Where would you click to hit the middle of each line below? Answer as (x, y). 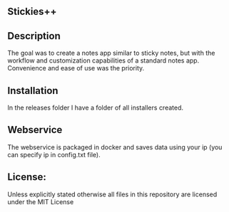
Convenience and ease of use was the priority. (76, 68)
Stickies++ (32, 12)
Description (34, 36)
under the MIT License (41, 201)
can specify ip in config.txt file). (54, 154)
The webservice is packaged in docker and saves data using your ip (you (115, 147)
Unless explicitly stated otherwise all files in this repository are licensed (112, 194)
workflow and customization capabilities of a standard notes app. (103, 60)
